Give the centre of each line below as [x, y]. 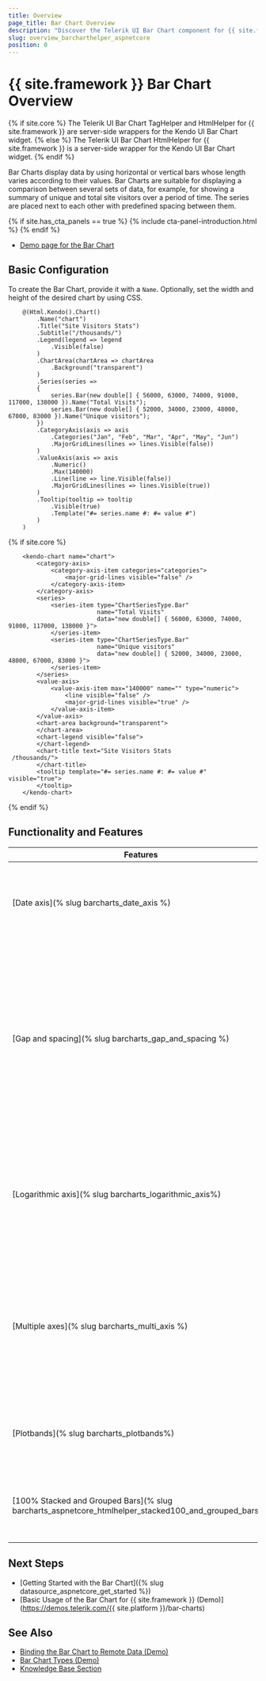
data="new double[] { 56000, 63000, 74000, [169, 619]
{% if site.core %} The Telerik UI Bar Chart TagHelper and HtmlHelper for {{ [131, 123]
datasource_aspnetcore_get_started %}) [85, 1591]
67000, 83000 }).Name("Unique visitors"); [79, 416]
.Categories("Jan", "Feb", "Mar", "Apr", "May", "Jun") [144, 437]
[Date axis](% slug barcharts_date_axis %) [92, 903]
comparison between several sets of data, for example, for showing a [122, 189]
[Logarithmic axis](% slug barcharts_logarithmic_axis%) [117, 1194]
